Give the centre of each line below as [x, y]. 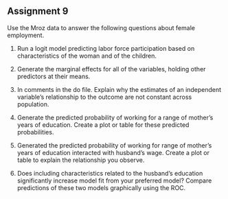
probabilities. [35, 132]
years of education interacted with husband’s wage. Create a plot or [113, 152]
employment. [26, 35]
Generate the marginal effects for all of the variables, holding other [111, 69]
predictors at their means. [54, 76]
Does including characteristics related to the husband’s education [110, 173]
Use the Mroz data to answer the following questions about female [101, 27]
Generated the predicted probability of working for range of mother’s [114, 145]
